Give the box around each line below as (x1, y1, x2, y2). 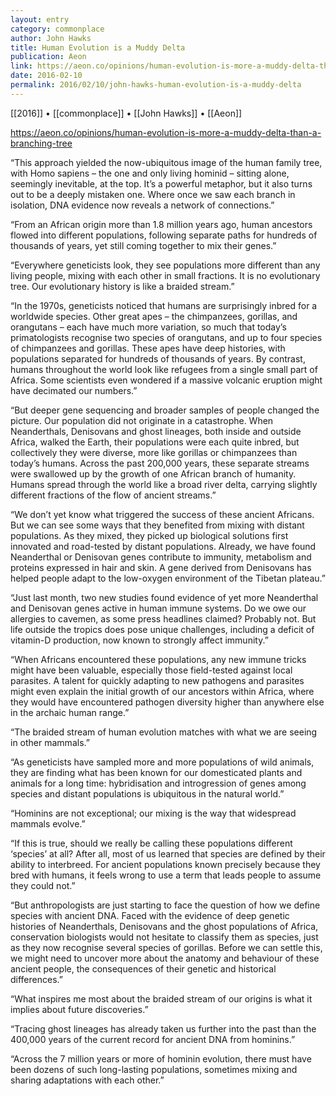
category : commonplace (10, 24, 105, 34)
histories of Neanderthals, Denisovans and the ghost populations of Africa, (10, 920, 319, 932)
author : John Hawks (10, 33, 92, 43)
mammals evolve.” (10, 817, 86, 830)
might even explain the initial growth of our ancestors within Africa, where (10, 685, 315, 697)
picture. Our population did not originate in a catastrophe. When (10, 414, 274, 426)
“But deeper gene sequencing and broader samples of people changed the (10, 404, 320, 416)
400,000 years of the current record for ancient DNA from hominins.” (10, 1033, 296, 1045)
